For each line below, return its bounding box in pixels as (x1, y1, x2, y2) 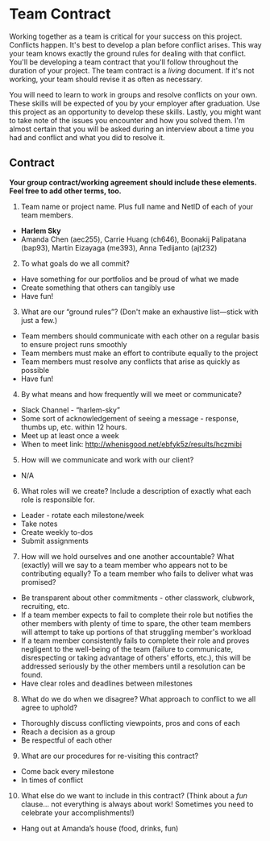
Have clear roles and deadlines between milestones (20, 678, 193, 688)
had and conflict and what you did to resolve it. (9, 132, 165, 142)
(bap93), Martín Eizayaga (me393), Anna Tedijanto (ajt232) (20, 242, 218, 252)
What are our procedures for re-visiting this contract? (20, 751, 199, 760)
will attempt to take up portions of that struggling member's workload (20, 627, 252, 636)
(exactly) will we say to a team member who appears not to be (20, 560, 228, 570)
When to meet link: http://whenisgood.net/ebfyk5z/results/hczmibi (20, 439, 243, 449)
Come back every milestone (20, 766, 114, 776)
